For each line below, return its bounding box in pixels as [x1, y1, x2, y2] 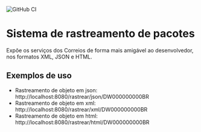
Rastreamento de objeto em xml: [14, 99, 96, 107]
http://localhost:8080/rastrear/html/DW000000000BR [14, 118, 150, 126]
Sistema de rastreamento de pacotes [6, 27, 195, 40]
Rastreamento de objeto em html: [14, 112, 98, 119]
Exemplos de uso [6, 71, 72, 81]
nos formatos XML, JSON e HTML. [6, 53, 92, 60]
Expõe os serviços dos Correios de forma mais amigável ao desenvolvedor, [6, 46, 194, 54]
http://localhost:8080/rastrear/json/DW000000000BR [14, 93, 150, 100]
